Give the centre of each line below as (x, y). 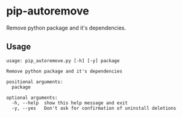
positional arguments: (35, 82)
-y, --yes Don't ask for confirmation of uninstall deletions (94, 108)
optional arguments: (32, 98)
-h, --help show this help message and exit (70, 103)
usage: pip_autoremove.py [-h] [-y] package (63, 61)
